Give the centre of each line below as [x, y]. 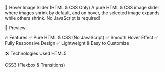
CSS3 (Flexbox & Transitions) [35, 65]
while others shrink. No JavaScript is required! [53, 18]
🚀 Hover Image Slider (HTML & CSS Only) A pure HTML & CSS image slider [82, 8]
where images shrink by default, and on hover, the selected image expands [82, 13]
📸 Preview [15, 28]
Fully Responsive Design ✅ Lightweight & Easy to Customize [67, 43]
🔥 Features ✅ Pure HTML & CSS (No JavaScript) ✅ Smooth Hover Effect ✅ [82, 37]
